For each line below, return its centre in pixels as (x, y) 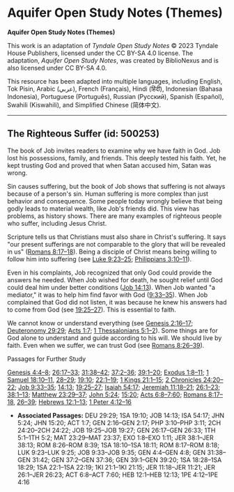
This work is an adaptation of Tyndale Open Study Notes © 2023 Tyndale (113, 45)
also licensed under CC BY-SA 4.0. (57, 68)
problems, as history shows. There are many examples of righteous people (115, 216)
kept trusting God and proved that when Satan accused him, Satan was (109, 165)
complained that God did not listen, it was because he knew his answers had (117, 302)
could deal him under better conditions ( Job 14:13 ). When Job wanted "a (111, 287)
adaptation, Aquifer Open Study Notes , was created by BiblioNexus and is (113, 60)
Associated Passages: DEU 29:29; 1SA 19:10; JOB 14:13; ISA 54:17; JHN (121, 415)
